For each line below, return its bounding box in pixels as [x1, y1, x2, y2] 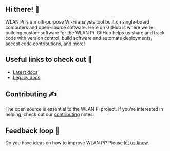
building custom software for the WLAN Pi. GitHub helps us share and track [5, 29, 165, 36]
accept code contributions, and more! [5, 40, 85, 47]
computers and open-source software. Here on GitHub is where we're [5, 24, 154, 30]
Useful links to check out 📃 [5, 55, 92, 64]
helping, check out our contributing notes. [5, 111, 95, 118]
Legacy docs [12, 74, 41, 80]
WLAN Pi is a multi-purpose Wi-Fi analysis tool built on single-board [5, 18, 150, 25]
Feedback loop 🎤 [5, 126, 60, 135]
